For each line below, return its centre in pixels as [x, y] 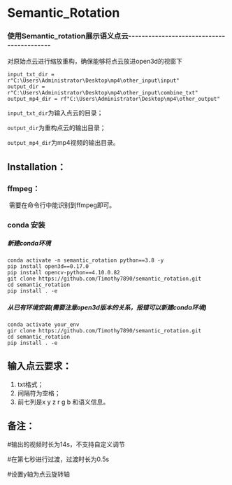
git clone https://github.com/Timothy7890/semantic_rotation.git [104, 279]
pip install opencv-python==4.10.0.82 [64, 273]
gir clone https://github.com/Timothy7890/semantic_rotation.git [104, 331]
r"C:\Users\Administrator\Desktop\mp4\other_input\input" [93, 81]
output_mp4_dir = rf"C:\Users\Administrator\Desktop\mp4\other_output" [114, 99]
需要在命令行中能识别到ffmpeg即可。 [62, 205]
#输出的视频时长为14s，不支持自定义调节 [66, 444]
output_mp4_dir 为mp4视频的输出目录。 [64, 143]
